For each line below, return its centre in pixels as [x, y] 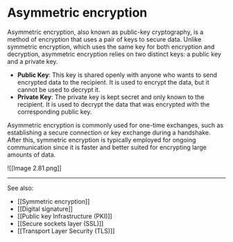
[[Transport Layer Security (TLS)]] [66, 231]
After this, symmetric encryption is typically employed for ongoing [102, 139]
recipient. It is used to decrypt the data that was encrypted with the [113, 104]
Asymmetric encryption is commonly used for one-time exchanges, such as [115, 125]
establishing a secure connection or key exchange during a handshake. [109, 132]
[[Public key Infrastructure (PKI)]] [64, 216]
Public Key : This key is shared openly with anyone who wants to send [117, 75]
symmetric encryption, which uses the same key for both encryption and [111, 46]
